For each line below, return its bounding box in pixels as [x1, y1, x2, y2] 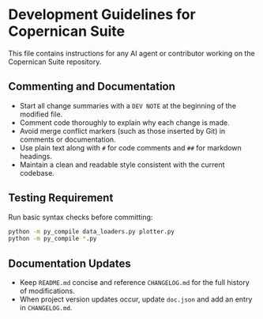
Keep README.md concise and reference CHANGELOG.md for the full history [19, 278, 250, 287]
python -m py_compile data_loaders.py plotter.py [8, 227, 175, 235]
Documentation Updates [8, 256, 132, 270]
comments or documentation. [19, 135, 116, 144]
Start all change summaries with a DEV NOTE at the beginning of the [19, 101, 237, 110]
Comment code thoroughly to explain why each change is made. [19, 117, 231, 127]
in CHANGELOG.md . [19, 303, 73, 313]
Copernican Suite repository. [8, 57, 102, 66]
